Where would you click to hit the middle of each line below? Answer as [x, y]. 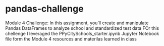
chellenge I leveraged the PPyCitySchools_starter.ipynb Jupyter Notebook [82, 33]
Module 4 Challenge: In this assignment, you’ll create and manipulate [77, 23]
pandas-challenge [45, 9]
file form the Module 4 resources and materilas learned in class [71, 39]
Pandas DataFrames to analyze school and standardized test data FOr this [82, 28]
